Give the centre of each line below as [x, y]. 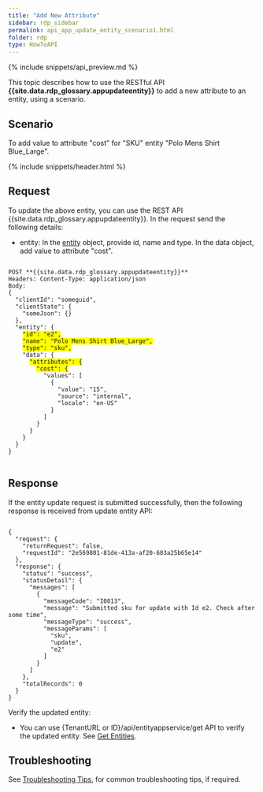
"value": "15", [83, 389]
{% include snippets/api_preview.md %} [73, 67]
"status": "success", [57, 573]
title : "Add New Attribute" [54, 15]
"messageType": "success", [87, 622]
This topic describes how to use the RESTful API [87, 83]
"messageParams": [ [75, 628]
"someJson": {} [47, 313]
